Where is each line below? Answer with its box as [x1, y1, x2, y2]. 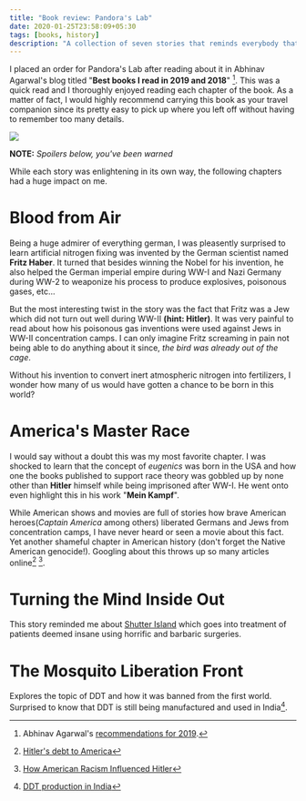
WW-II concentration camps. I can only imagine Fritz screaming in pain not [9, 332, 290, 343]
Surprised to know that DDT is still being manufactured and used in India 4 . [9, 700, 289, 713]
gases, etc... [9, 286, 56, 297]
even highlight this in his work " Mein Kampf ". [9, 489, 179, 501]
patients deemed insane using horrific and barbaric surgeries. [9, 629, 242, 640]
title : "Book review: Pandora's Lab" [9, 13, 153, 23]
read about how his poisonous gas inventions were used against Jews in [9, 322, 281, 333]
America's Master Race [9, 421, 190, 441]
